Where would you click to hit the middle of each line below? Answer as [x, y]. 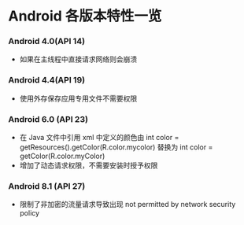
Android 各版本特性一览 [85, 16]
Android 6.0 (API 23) [48, 119]
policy [30, 213]
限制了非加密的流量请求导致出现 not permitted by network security [128, 205]
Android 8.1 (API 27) [47, 186]
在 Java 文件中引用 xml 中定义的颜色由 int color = [99, 138]
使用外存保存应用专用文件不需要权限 [78, 98]
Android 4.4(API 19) [46, 80]
